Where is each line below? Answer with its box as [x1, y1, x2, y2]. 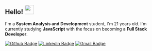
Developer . [5, 31, 28, 37]
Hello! [5, 8, 23, 16]
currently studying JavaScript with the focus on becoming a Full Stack [5, 26, 147, 32]
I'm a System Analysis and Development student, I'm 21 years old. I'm [5, 20, 147, 27]
